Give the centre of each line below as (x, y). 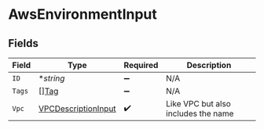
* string (51, 78)
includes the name (200, 113)
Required (141, 65)
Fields (24, 43)
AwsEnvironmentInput (82, 14)
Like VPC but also (199, 104)
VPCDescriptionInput (77, 109)
